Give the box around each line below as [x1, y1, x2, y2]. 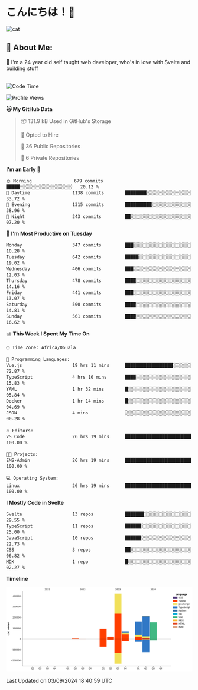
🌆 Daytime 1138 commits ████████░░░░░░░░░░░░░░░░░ [6, 189, 192, 196]
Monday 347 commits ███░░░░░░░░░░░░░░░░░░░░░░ [6, 242, 192, 248]
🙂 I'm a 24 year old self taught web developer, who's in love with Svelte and [6, 58, 191, 65]
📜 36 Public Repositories [20, 143, 81, 150]
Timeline [6, 575, 28, 582]
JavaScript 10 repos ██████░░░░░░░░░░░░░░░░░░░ [6, 535, 192, 541]
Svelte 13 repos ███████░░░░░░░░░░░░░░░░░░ [6, 511, 192, 517]
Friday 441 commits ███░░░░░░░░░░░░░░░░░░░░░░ [6, 289, 192, 296]
